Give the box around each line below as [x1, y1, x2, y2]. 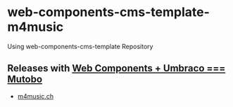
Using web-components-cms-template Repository [7, 42, 153, 50]
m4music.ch [17, 92, 54, 100]
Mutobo [7, 73, 43, 85]
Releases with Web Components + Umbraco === [7, 62, 226, 74]
